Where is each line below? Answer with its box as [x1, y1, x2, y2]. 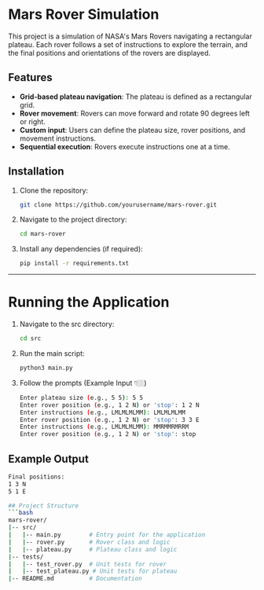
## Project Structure [8, 501, 79, 510]
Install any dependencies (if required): [19, 244, 143, 254]
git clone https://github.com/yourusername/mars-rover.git [19, 200, 218, 209]
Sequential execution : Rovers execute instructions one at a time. [19, 141, 230, 151]
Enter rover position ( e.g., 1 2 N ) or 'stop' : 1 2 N [19, 401, 200, 409]
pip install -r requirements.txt [19, 259, 130, 268]
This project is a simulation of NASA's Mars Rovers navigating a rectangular [8, 31, 253, 41]
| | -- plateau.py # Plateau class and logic [8, 545, 178, 553]
